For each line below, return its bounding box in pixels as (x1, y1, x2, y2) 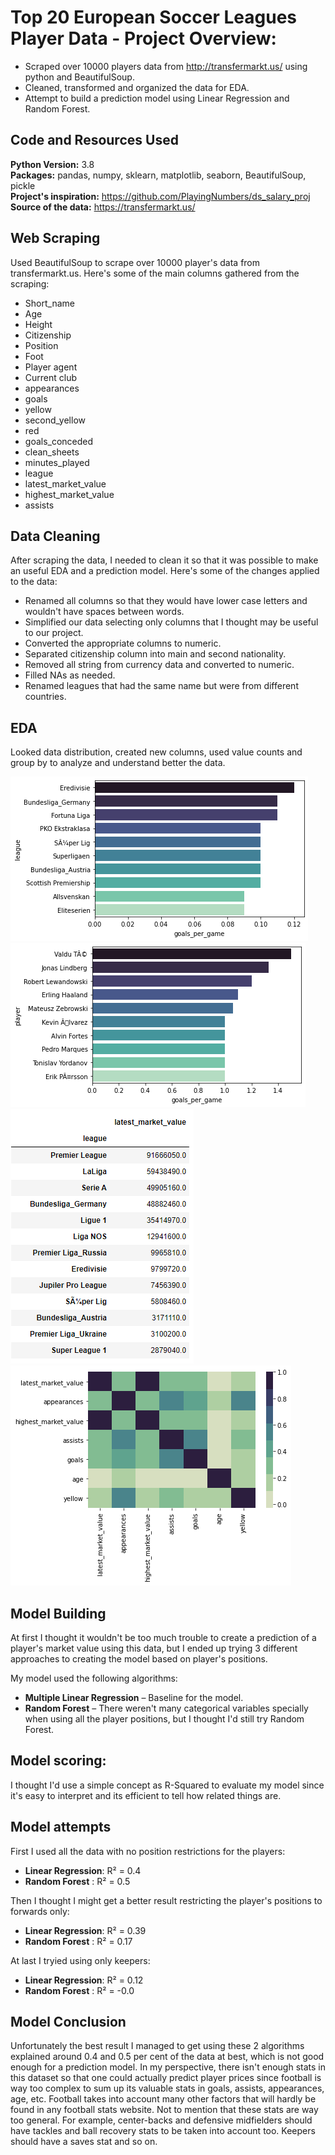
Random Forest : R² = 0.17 (24, 1935, 133, 1947)
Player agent (24, 361, 78, 373)
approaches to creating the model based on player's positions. (10, 1653, 268, 1665)
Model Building (10, 1605, 107, 1622)
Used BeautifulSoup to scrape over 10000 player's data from (10, 256, 261, 268)
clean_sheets (24, 446, 80, 458)
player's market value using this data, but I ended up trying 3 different (10, 1642, 298, 1654)
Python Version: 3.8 (10, 158, 95, 170)
